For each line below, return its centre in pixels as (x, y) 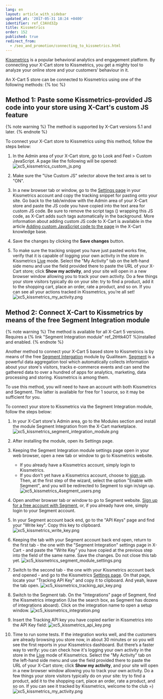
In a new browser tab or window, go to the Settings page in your (76, 190)
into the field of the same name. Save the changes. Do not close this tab (84, 555)
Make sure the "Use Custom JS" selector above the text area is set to (82, 176)
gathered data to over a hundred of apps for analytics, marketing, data (76, 372)
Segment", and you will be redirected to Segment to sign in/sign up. (87, 486)
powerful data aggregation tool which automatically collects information (77, 362)
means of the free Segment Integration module (78, 320)
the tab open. (26, 586)
